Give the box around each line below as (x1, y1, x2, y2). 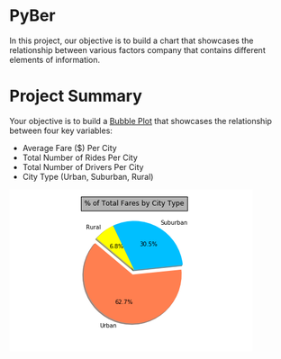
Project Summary (9, 86, 142, 106)
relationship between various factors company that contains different (9, 44, 266, 55)
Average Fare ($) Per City (22, 142, 117, 153)
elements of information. (9, 54, 101, 65)
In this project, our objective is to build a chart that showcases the (9, 35, 254, 46)
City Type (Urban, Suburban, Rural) (22, 171, 154, 182)
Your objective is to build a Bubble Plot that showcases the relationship (9, 115, 273, 126)
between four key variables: (9, 125, 113, 136)
